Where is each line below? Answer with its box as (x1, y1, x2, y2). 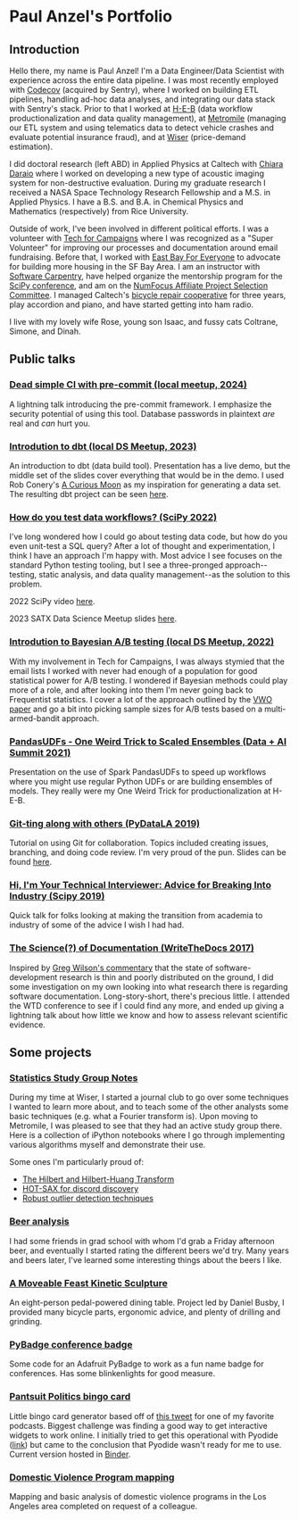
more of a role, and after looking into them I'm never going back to (9, 685, 253, 695)
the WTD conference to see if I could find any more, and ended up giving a (9, 1000, 285, 1010)
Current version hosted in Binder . (9, 1449, 131, 1459)
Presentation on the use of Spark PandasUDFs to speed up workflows (9, 766, 267, 777)
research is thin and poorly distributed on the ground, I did (59, 971, 274, 983)
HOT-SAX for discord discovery (21, 1184, 139, 1194)
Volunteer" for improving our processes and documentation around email (9, 243, 278, 253)
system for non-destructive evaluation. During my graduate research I (9, 178, 266, 188)
